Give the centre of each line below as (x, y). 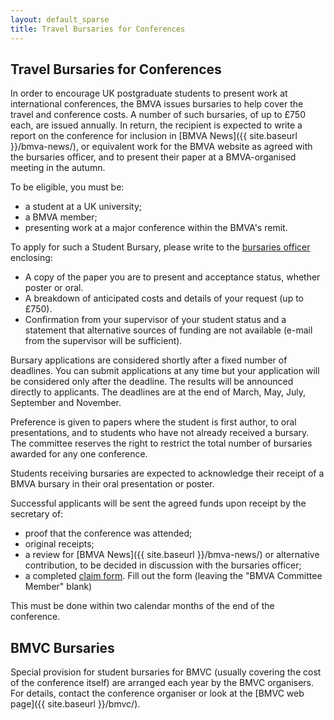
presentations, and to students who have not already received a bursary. (160, 433)
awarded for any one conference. (79, 454)
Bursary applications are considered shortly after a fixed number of (149, 360)
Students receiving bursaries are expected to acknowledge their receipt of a (167, 473)
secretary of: (37, 514)
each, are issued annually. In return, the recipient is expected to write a (156, 125)
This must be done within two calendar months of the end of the (142, 606)
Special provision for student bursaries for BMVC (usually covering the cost (166, 672)
